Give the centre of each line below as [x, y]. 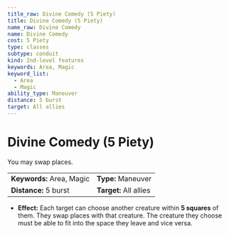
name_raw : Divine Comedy [44, 27]
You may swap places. [40, 162]
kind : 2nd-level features [46, 61]
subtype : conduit [33, 54]
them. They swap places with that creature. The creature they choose [120, 215]
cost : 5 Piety [28, 41]
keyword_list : [28, 73]
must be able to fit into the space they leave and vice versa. [105, 223]
